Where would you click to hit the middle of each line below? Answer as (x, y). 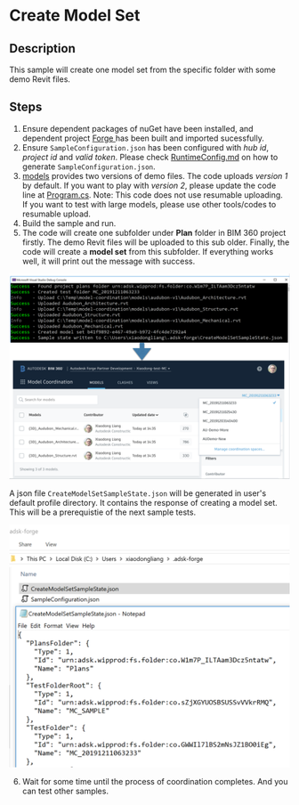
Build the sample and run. (69, 223)
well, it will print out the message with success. (109, 261)
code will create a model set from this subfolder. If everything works (148, 251)
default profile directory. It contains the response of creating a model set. (143, 502)
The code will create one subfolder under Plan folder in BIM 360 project (154, 232)
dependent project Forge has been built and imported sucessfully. (143, 138)
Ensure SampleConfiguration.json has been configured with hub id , (145, 147)
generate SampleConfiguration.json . (89, 167)
